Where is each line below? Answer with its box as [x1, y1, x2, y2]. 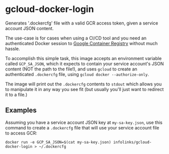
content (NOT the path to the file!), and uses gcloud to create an [5, 66, 137, 72]
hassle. [5, 45, 20, 51]
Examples [5, 106, 37, 114]
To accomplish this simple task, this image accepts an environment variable [5, 55, 162, 61]
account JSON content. [5, 25, 54, 31]
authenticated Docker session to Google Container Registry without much [5, 40, 158, 46]
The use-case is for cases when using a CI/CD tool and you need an [5, 35, 147, 41]
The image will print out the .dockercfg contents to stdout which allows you [5, 81, 162, 87]
